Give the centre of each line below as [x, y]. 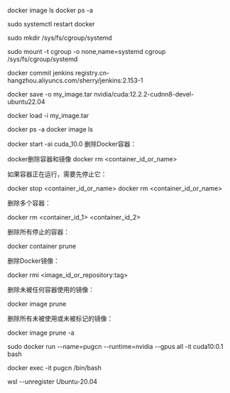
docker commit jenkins [41, 73]
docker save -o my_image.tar [50, 94]
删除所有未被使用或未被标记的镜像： [60, 318]
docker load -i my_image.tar [48, 115]
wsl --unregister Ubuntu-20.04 [53, 382]
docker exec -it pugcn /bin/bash [54, 368]
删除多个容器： [29, 203]
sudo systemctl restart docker [51, 24]
